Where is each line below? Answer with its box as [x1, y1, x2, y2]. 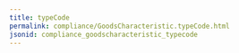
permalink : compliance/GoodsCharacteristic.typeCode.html [9, 22, 230, 31]
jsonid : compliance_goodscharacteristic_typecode [9, 30, 199, 39]
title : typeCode [9, 13, 70, 22]
